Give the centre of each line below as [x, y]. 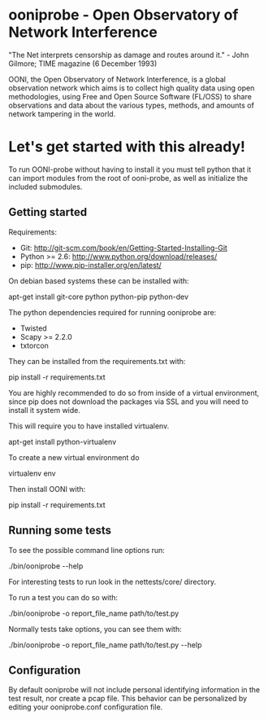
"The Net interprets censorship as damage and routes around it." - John [129, 55]
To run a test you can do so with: [63, 597]
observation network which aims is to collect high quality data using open [132, 88]
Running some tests [60, 531]
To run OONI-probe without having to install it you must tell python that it [130, 169]
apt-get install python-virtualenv [63, 441]
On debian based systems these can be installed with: [99, 281]
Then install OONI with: [47, 489]
